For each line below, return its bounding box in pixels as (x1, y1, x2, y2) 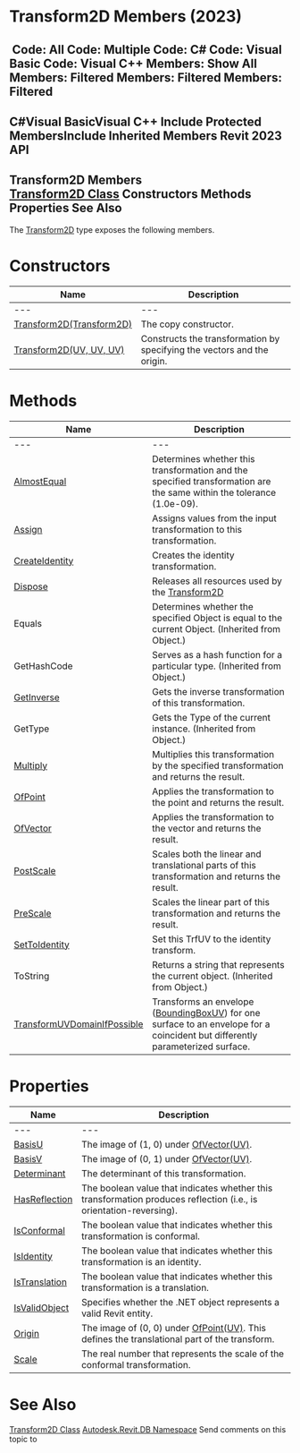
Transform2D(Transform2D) (13, 318, 132, 330)
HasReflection (13, 1192, 73, 1205)
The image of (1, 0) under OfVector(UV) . (81, 1138, 253, 1150)
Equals (13, 617, 43, 629)
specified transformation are (151, 474, 271, 487)
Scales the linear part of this (151, 895, 271, 908)
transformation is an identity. (81, 1255, 202, 1268)
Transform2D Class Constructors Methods (9, 186, 252, 202)
